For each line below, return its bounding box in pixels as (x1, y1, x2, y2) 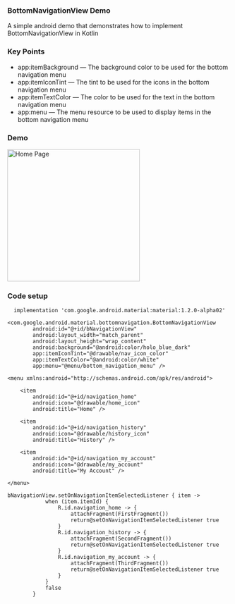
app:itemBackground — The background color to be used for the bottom (17, 63, 229, 71)
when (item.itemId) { (44, 498, 109, 505)
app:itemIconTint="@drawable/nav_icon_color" (32, 350, 169, 357)
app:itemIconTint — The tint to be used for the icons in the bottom (17, 78, 210, 86)
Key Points (7, 47, 45, 56)
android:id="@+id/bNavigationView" (32, 326, 138, 333)
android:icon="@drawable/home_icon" (32, 400, 140, 407)
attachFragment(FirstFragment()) (70, 510, 169, 518)
